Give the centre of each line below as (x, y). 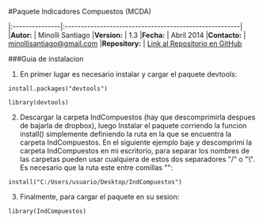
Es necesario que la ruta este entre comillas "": (96, 168)
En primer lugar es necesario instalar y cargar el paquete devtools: (128, 74)
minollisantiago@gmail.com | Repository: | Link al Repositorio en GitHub (125, 43)
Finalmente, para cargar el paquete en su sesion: (99, 197)
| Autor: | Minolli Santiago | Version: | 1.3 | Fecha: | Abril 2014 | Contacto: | (127, 35)
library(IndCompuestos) (48, 211)
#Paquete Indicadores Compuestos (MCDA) (80, 11)
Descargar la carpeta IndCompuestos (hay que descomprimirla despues (137, 117)
